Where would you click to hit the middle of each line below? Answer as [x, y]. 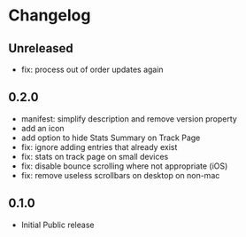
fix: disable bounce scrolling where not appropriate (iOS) [124, 166]
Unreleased [41, 48]
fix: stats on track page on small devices [95, 156]
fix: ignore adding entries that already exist [99, 146]
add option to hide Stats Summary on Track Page [111, 138]
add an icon [42, 128]
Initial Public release [58, 225]
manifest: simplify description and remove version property [129, 118]
